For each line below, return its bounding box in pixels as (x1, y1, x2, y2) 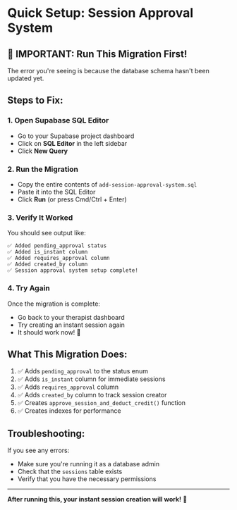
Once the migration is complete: (7, 299, 101, 308)
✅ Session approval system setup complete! (7, 267, 139, 274)
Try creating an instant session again (17, 321, 126, 329)
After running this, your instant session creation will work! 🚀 (7, 495, 188, 504)
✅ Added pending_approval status (7, 242, 107, 249)
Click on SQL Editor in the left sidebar (17, 139, 128, 147)
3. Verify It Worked (7, 213, 73, 223)
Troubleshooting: (7, 428, 85, 440)
